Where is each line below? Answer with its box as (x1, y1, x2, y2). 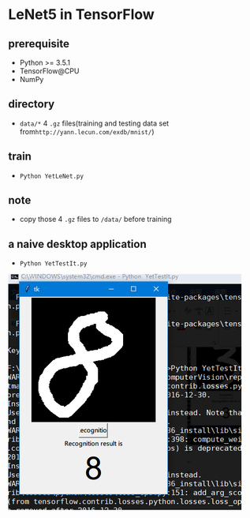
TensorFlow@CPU (19, 66, 80, 76)
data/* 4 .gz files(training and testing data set (19, 118, 170, 128)
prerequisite (8, 37, 69, 51)
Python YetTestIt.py (19, 260, 88, 268)
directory (8, 97, 55, 111)
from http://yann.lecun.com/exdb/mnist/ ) (19, 126, 155, 136)
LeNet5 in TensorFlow (8, 6, 155, 24)
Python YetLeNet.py (19, 172, 84, 180)
